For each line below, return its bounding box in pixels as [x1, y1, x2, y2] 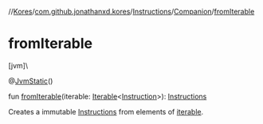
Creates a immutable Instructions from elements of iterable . [8, 107, 204, 116]
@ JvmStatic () [8, 76, 53, 86]
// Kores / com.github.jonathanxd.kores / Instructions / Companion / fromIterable [8, 7, 255, 16]
